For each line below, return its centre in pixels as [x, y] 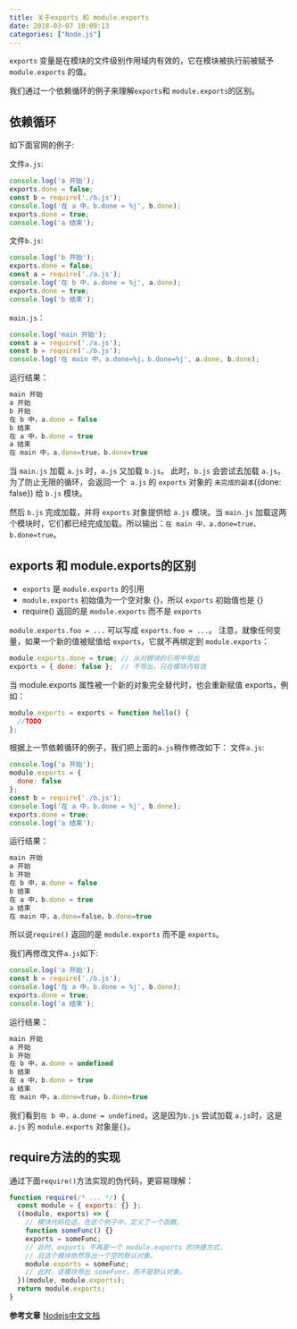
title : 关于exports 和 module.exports [79, 17]
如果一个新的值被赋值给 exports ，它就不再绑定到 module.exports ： [147, 641]
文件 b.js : [26, 241]
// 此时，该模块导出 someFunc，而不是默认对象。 [106, 1272]
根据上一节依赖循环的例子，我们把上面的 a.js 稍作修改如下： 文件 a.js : [137, 748]
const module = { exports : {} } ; [79, 1206]
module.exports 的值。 [50, 72]
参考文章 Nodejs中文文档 [55, 1315]
